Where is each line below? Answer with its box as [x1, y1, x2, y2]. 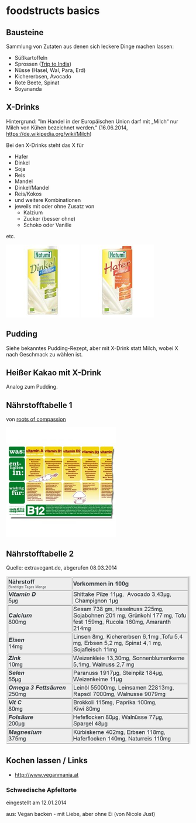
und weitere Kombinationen [14, 196, 81, 203]
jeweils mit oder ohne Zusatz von [14, 203, 95, 210]
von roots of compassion [6, 416, 66, 423]
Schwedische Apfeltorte [6, 786, 77, 794]
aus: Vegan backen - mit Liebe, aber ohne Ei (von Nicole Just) [6, 811, 156, 817]
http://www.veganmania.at [14, 771, 79, 778]
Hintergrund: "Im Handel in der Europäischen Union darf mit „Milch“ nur [6, 118, 178, 125]
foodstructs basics [6, 4, 100, 18]
